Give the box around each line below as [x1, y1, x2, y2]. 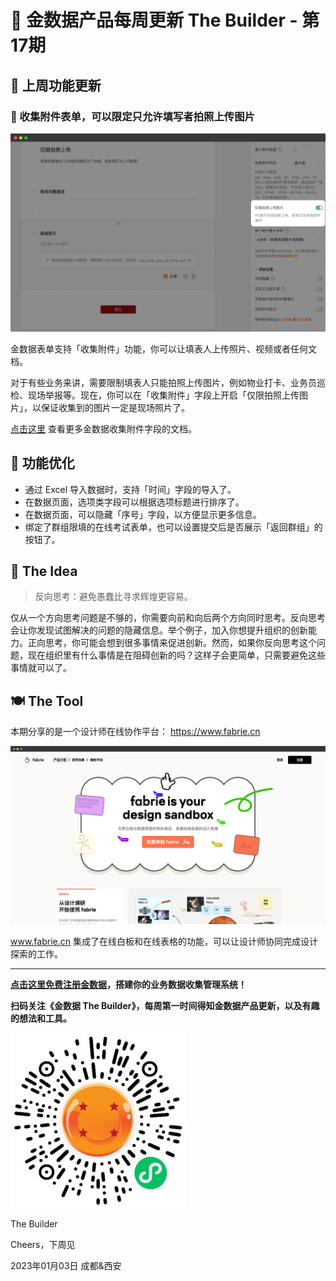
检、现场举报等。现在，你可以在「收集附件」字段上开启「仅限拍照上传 [10, 389, 300, 401]
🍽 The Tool [10, 692, 84, 710]
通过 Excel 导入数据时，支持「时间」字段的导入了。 [24, 483, 237, 495]
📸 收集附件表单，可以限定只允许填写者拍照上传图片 [10, 109, 255, 123]
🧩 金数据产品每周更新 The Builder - [10, 9, 298, 32]
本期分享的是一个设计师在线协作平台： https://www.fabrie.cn [10, 726, 261, 738]
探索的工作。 [10, 947, 63, 960]
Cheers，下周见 [10, 1238, 76, 1250]
